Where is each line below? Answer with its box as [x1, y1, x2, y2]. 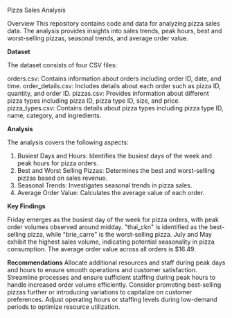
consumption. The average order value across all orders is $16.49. [7, 245, 196, 253]
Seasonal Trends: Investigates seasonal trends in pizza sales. [17, 181, 193, 190]
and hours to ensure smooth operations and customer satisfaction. [7, 266, 197, 274]
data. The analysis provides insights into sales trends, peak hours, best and [7, 27, 222, 35]
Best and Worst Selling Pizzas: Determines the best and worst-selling [17, 167, 215, 174]
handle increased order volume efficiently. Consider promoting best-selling [7, 281, 222, 289]
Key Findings [7, 202, 46, 210]
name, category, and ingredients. [7, 111, 102, 119]
